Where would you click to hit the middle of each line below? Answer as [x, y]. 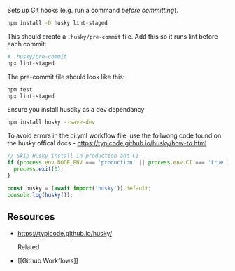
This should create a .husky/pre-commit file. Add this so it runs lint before [113, 36]
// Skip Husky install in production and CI [73, 156]
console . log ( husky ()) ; [40, 195]
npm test [20, 90]
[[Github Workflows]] [48, 261]
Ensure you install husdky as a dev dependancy [76, 110]
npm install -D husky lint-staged [58, 23]
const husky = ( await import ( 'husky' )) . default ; [79, 188]
